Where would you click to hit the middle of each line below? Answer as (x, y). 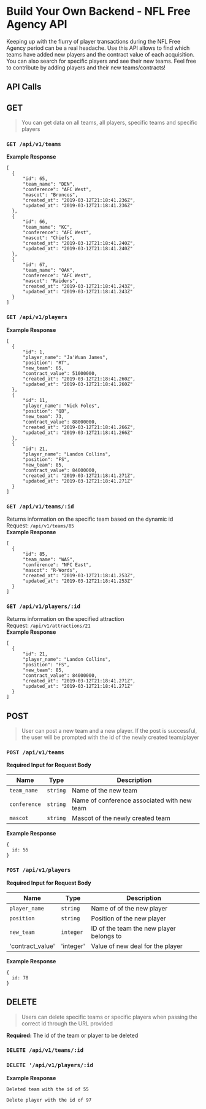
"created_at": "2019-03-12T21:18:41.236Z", (79, 200)
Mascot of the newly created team (121, 818)
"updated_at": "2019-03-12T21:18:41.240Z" (78, 249)
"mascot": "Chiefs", (49, 238)
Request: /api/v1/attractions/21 (48, 626)
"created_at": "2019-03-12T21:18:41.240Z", (79, 243)
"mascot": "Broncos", (50, 195)
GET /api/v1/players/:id (44, 606)
